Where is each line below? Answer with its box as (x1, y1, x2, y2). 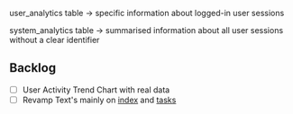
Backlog (9, 60, 57, 75)
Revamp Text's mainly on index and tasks (22, 94, 177, 105)
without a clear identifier (9, 35, 100, 45)
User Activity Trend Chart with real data (22, 84, 170, 95)
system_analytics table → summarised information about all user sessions (9, 25, 284, 35)
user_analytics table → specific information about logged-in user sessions (9, 8, 285, 18)
